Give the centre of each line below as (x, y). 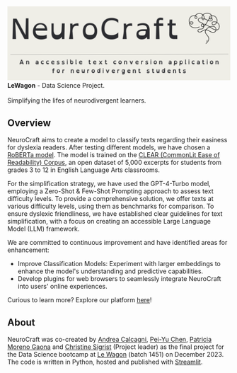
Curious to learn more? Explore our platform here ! (80, 300)
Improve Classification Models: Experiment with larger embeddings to (119, 264)
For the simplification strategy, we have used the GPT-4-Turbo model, (109, 184)
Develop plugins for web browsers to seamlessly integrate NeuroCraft (119, 279)
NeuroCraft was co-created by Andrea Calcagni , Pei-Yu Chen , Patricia (110, 339)
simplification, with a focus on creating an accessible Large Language (109, 222)
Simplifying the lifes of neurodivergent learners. (77, 101)
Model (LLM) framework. (44, 229)
